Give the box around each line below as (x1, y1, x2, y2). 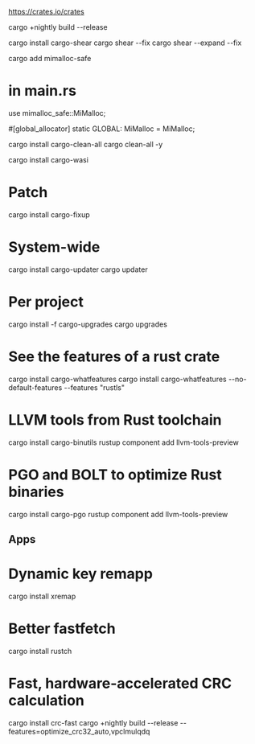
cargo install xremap (8, 591, 76, 601)
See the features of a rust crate (8, 347, 220, 365)
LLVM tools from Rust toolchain (8, 410, 223, 429)
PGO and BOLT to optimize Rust (8, 466, 223, 483)
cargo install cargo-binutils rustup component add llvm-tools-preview (8, 438, 239, 447)
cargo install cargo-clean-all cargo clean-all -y (8, 139, 163, 149)
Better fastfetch (8, 619, 116, 638)
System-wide (8, 238, 101, 257)
